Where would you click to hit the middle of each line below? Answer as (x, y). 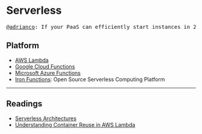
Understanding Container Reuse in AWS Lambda (75, 124)
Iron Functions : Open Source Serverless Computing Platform (90, 79)
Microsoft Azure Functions (48, 73)
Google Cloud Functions (45, 66)
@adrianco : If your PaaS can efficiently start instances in (98, 27)
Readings (24, 104)
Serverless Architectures (46, 118)
